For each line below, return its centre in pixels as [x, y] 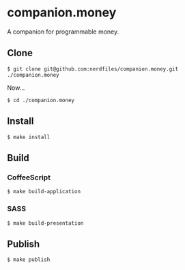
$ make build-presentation [45, 223]
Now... [16, 88]
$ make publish [29, 260]
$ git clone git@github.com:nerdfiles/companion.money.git [93, 69]
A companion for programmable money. [63, 32]
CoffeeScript [29, 177]
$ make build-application [44, 192]
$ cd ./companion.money [41, 100]
